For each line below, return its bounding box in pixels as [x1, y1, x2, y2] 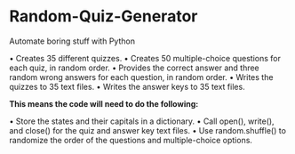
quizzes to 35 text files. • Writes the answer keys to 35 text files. [9, 81, 246, 92]
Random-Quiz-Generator [9, 6, 198, 27]
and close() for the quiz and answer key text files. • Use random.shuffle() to [9, 125, 287, 135]
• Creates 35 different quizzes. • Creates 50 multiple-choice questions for [9, 53, 282, 63]
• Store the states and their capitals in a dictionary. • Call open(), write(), [9, 116, 275, 126]
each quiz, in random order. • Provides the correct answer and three [9, 62, 259, 73]
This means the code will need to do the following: [9, 98, 199, 109]
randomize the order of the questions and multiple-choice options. [9, 134, 253, 145]
